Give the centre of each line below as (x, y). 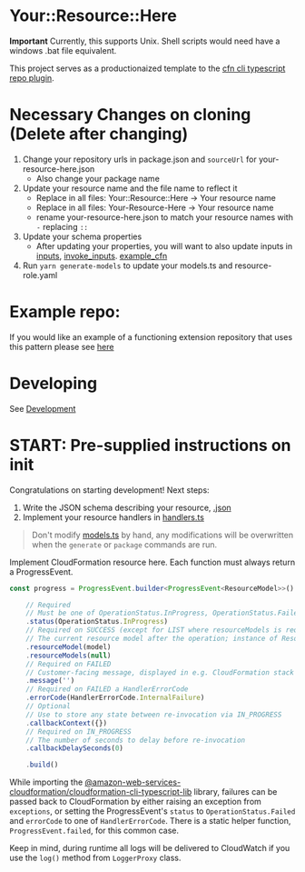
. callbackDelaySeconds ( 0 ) (75, 748)
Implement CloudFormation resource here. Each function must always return (152, 562)
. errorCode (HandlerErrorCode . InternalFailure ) (115, 698)
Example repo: (65, 312)
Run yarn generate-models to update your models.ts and (128, 266)
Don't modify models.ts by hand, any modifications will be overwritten (162, 535)
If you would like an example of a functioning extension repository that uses (151, 336)
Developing (54, 384)
